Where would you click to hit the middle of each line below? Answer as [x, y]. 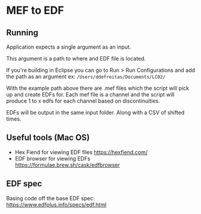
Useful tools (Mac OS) [48, 138]
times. [14, 119]
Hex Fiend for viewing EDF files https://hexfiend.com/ [81, 152]
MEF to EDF [35, 10]
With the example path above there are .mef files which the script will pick [98, 88]
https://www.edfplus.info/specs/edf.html [56, 204]
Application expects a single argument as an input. [69, 47]
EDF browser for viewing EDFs [52, 158]
